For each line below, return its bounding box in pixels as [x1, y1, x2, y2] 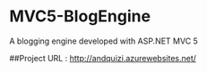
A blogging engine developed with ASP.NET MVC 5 [9, 36, 199, 46]
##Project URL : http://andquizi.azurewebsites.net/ [9, 52, 197, 63]
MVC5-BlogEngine [9, 6, 151, 27]
